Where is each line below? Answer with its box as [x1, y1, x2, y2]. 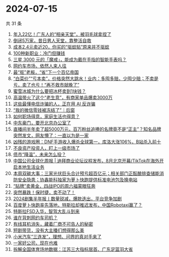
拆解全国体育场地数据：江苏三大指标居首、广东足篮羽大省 [13, 246, 133, 252]
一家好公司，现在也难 [13, 240, 58, 246]
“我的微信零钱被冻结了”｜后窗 [13, 107, 75, 113]
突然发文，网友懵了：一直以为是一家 [13, 132, 89, 138]
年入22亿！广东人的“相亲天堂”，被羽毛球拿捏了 [13, 31, 112, 37]
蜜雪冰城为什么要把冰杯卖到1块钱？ [13, 88, 87, 94]
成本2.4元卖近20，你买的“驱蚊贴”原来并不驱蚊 [13, 44, 110, 50]
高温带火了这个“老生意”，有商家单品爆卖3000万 [13, 94, 113, 100]
